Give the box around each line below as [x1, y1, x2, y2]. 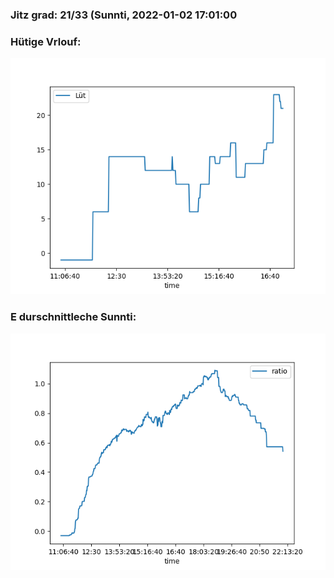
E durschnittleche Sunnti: [10, 310, 137, 324]
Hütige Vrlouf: [10, 34, 82, 48]
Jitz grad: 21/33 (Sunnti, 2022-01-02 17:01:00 [10, 8, 238, 22]
